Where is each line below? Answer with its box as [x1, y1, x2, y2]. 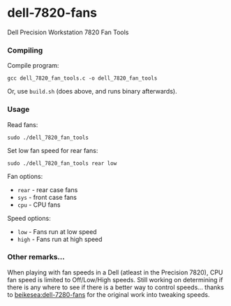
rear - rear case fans [17, 185, 78, 194]
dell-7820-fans [7, 5, 98, 21]
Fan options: [7, 172, 43, 180]
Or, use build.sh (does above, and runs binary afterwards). [7, 87, 177, 96]
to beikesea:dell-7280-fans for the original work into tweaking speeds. [7, 290, 210, 298]
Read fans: [7, 120, 38, 129]
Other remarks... [7, 252, 65, 262]
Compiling [7, 45, 43, 55]
